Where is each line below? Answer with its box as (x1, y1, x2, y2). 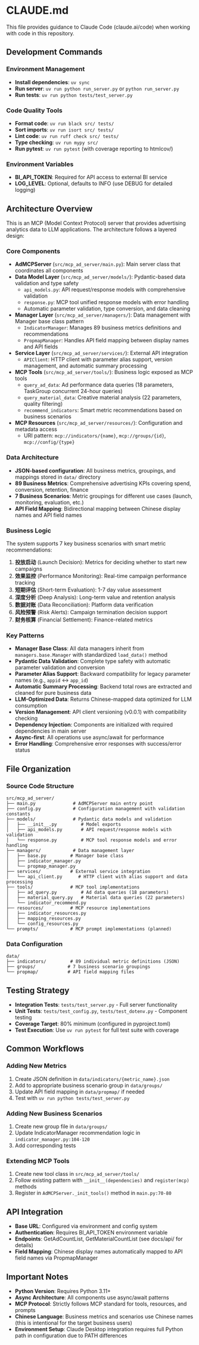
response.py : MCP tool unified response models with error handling (23, 299, 189, 306)
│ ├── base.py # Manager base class (6, 853, 124, 859)
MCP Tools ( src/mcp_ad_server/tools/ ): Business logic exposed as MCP (14, 369, 194, 376)
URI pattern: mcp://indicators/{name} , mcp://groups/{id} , (23, 432, 166, 439)
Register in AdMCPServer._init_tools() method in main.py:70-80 (14, 1190, 172, 1197)
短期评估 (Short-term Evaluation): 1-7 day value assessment (14, 586, 162, 593)
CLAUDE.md (6, 4, 69, 17)
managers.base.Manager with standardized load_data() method (14, 651, 168, 658)
